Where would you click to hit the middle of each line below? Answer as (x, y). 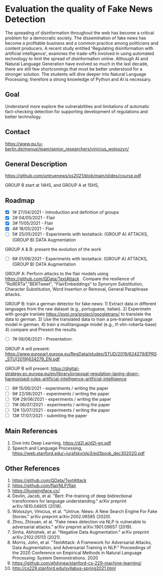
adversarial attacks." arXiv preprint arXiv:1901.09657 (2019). (72, 527)
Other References (32, 469)
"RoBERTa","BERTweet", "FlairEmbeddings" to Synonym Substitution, (74, 284)
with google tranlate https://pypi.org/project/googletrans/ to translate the (78, 314)
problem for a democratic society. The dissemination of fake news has (76, 38)
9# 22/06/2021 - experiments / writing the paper (61, 394)
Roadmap (20, 200)
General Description (36, 164)
